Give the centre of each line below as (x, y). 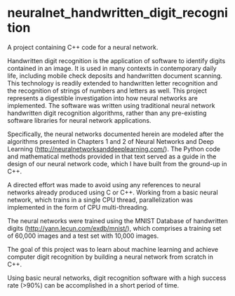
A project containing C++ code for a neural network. (83, 47)
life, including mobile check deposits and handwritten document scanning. (115, 76)
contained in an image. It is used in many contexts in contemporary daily (112, 68)
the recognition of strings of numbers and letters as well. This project (107, 90)
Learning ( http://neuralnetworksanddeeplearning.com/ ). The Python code (114, 149)
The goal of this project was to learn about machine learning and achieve (113, 249)
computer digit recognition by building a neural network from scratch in (110, 257)
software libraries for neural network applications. (79, 120)
